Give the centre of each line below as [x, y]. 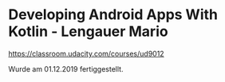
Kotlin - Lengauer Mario [89, 31]
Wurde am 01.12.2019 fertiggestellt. [66, 68]
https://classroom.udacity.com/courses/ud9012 [87, 53]
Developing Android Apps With [113, 15]
